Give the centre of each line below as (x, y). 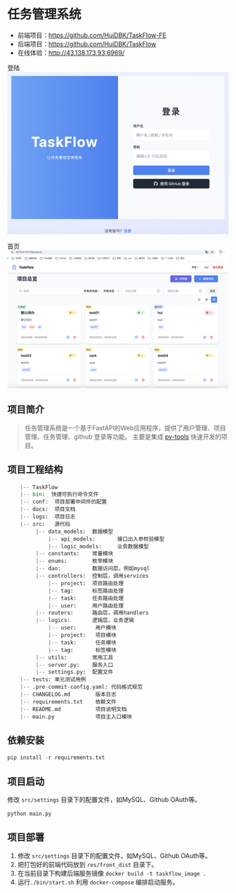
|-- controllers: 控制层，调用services (92, 576)
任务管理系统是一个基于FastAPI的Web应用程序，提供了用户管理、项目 (125, 428)
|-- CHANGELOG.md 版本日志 (68, 695)
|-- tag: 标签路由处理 (86, 590)
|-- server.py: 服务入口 (74, 665)
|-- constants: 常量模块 (74, 554)
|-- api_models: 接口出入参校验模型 (106, 539)
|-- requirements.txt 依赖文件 (68, 702)
